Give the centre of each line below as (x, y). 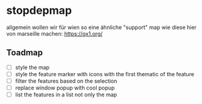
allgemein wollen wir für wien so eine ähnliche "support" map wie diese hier (101, 27)
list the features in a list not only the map (66, 95)
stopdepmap (39, 11)
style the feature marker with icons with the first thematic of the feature (105, 74)
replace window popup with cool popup (65, 88)
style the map (32, 67)
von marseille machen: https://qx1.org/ (54, 33)
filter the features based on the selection (66, 81)
